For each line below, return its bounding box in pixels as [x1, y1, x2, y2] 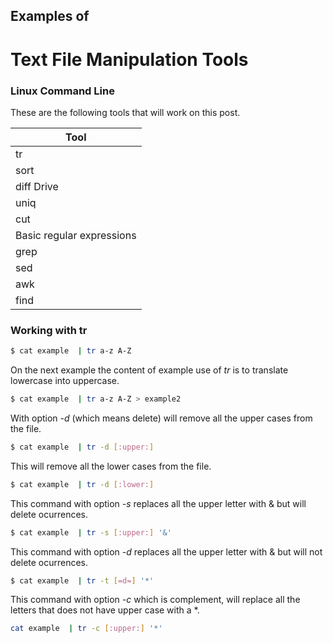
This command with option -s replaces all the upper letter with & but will [10, 497, 307, 509]
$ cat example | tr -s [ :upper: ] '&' [10, 527, 172, 538]
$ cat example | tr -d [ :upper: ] [10, 442, 155, 452]
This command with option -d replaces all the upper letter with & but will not [10, 545, 323, 558]
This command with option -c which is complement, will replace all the [10, 594, 301, 606]
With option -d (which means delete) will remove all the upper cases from [10, 412, 313, 424]
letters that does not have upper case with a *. [10, 604, 200, 616]
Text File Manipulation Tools [10, 48, 249, 71]
